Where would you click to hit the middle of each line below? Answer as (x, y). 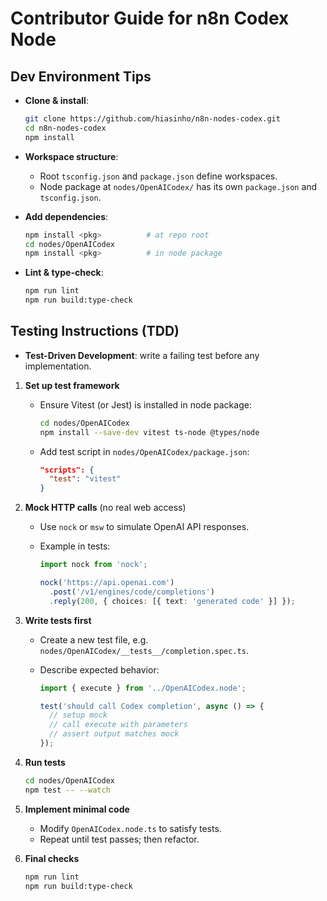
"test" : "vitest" (85, 479)
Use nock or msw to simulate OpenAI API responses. (144, 527)
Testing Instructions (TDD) (95, 331)
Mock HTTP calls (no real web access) (105, 508)
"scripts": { (67, 470)
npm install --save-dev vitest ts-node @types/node (149, 432)
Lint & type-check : (64, 273)
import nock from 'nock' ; (93, 565)
